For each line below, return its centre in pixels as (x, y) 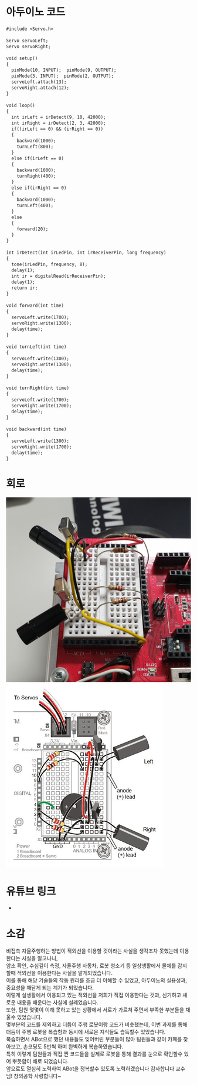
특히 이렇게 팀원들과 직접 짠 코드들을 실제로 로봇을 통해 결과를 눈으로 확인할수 (94, 1054)
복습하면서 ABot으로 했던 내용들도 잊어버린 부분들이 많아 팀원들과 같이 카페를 (94, 1039)
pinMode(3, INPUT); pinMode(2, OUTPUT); (63, 76)
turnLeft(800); (35, 147)
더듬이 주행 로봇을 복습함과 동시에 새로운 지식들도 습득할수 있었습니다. (86, 1032)
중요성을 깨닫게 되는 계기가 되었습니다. (50, 988)
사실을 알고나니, (40, 958)
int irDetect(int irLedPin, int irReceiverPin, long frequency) (86, 253)
